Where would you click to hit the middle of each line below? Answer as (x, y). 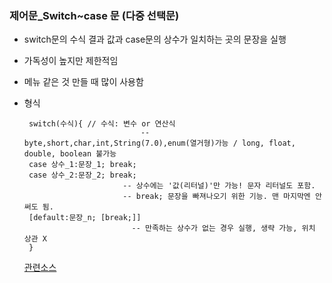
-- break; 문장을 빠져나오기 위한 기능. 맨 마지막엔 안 (222, 197)
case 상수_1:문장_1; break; (82, 165)
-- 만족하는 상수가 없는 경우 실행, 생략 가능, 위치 (223, 228)
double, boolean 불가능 (70, 154)
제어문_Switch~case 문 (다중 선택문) (94, 15)
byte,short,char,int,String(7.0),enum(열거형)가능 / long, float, (159, 143)
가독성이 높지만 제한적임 (71, 61)
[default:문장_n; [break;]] (85, 218)
